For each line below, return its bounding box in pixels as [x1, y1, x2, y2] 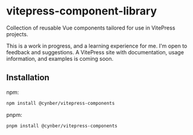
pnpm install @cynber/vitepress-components [6, 122, 118, 129]
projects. [6, 30, 28, 37]
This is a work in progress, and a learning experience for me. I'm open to [6, 42, 188, 49]
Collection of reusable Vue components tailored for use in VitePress [6, 24, 175, 31]
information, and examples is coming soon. [6, 55, 114, 62]
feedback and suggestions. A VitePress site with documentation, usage [6, 48, 185, 55]
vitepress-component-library [6, 4, 157, 18]
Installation [6, 72, 50, 83]
